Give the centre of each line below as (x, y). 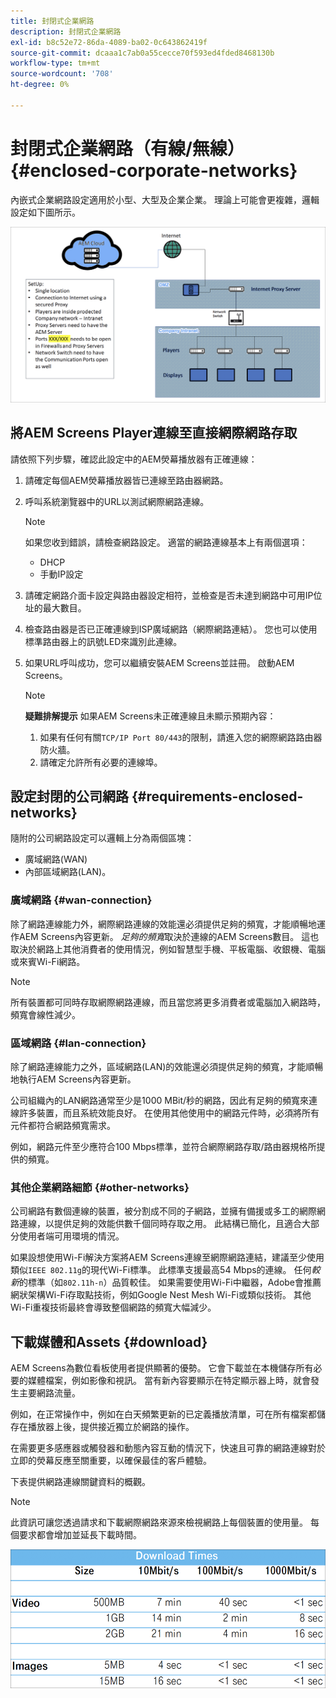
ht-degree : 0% (40, 85)
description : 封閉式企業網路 (66, 31)
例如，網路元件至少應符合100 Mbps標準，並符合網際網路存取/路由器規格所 (163, 1146)
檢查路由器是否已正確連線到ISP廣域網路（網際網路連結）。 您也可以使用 (171, 629)
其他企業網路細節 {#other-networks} (100, 1187)
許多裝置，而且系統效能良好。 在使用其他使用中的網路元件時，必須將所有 (169, 1112)
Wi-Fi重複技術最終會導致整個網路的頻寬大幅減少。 (113, 1307)
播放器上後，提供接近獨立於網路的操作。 (111, 1427)
